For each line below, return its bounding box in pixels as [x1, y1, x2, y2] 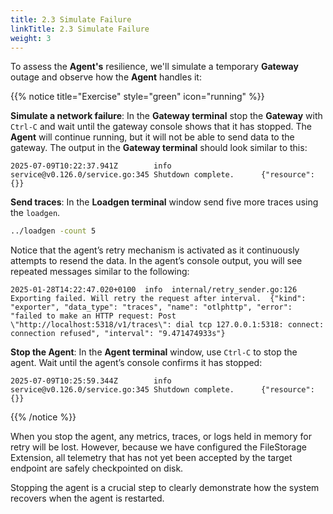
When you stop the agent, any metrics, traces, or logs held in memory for [10, 431, 312, 443]
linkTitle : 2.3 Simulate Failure [10, 24, 150, 34]
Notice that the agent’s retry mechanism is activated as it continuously [10, 244, 300, 256]
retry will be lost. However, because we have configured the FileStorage [10, 441, 307, 453]
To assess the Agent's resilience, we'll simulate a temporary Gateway [10, 61, 299, 73]
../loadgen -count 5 [10, 226, 97, 236]
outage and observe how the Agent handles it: [10, 71, 202, 83]
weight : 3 [10, 33, 52, 43]
